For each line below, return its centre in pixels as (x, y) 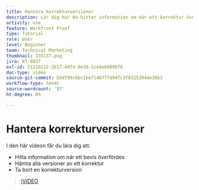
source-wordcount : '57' (36, 89)
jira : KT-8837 (24, 61)
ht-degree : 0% (24, 94)
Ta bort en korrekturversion (48, 169)
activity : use (24, 23)
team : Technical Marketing (39, 50)
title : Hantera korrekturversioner (50, 12)
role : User (20, 39)
